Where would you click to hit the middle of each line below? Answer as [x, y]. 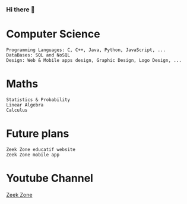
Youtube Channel [50, 178]
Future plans [38, 134]
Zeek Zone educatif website [41, 149]
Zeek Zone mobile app [33, 155]
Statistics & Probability [38, 100]
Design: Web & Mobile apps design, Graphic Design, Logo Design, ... [94, 60]
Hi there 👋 [21, 10]
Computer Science [53, 34]
